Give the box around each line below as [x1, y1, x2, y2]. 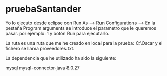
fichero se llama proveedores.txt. [5, 45, 75, 51]
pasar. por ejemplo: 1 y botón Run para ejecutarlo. [5, 30, 110, 36]
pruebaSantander [5, 3, 82, 15]
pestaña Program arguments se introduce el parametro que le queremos [5, 25, 156, 31]
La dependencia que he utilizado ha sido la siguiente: [5, 55, 117, 61]
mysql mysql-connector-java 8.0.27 [5, 65, 80, 71]
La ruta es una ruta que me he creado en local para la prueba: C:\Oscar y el [5, 40, 163, 46]
